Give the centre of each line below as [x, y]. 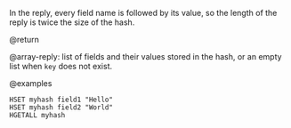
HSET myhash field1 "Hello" [61, 100]
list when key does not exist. [61, 66]
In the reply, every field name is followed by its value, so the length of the [143, 13]
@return [24, 40]
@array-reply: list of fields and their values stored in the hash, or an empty [145, 56]
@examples [31, 83]
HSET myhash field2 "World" [61, 108]
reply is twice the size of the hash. [72, 22]
